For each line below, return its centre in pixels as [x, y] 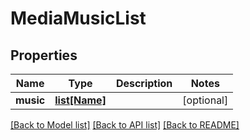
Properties [44, 55]
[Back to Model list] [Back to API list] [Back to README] [125, 125]
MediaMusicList [78, 18]
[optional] [205, 100]
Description [144, 83]
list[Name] [80, 100]
